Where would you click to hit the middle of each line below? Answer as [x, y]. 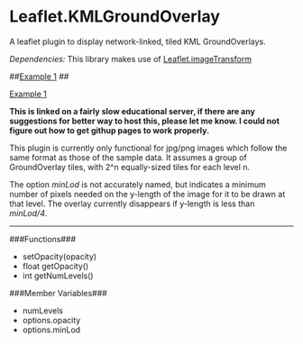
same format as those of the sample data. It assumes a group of [129, 157]
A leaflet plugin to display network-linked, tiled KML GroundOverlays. [138, 41]
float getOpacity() [55, 266]
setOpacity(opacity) [60, 256]
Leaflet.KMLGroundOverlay [115, 17]
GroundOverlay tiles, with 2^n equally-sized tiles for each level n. [130, 167]
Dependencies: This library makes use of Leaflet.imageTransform [131, 59]
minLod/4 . [28, 213]
